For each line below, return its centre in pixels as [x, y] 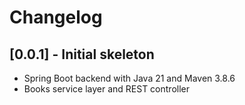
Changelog [56, 17]
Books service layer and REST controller [107, 89]
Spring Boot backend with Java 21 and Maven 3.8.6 [129, 78]
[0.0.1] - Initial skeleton [82, 54]
